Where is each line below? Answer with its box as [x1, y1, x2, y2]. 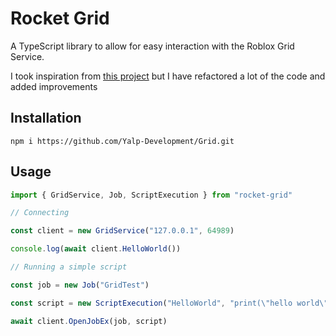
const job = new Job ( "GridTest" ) [10, 280, 150, 290]
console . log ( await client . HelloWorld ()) [10, 244, 182, 254]
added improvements [10, 80, 98, 92]
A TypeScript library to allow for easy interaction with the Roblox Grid [10, 40, 295, 52]
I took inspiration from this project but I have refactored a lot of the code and [10, 70, 326, 82]
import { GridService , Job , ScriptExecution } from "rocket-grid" [10, 190, 293, 200]
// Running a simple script [10, 262, 128, 272]
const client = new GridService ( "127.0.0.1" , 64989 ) [10, 226, 235, 236]
